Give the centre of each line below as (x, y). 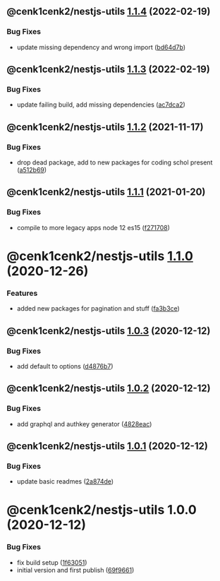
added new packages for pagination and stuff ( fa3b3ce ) (98, 309)
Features (22, 293)
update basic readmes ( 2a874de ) (65, 481)
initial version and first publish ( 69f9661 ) (75, 570)
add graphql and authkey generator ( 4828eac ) (84, 424)
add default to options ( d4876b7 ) (65, 366)
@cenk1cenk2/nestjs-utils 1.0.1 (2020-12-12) (108, 446)
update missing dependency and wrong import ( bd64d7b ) (101, 47)
